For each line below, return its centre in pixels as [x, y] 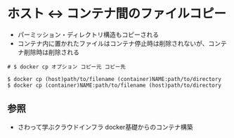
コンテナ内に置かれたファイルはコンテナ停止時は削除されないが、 [113, 43]
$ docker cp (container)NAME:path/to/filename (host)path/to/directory [114, 85]
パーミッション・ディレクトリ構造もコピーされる [88, 34]
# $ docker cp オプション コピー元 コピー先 [67, 67]
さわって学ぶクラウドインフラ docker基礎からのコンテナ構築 [105, 127]
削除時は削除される [51, 52]
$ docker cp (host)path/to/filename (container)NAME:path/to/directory [114, 79]
